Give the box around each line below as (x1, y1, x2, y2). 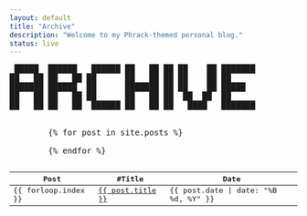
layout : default (9, 13, 71, 23)
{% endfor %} (48, 146, 107, 156)
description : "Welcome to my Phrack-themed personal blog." (9, 30, 244, 39)
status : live (9, 38, 59, 48)
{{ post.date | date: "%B (169, 186, 278, 196)
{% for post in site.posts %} (48, 128, 184, 138)
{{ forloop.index (13, 186, 85, 196)
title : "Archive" (9, 22, 76, 31)
